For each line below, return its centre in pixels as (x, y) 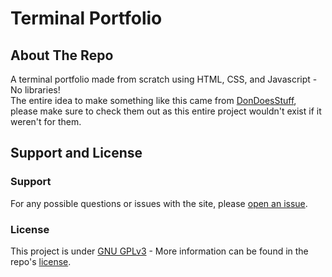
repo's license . (41, 261)
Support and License (76, 153)
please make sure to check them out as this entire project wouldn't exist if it (166, 111)
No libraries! (35, 90)
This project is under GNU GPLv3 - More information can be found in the (159, 251)
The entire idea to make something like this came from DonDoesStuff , (153, 100)
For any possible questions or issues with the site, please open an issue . (159, 203)
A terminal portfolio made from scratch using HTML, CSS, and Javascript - (164, 79)
